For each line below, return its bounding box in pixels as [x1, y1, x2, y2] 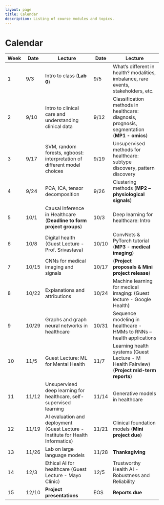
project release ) [113, 270, 151, 277]
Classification [113, 96, 144, 103]
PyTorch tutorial [113, 238, 149, 244]
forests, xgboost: [45, 150, 84, 156]
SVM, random [45, 143, 77, 150]
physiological [113, 191, 145, 198]
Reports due [113, 489, 143, 496]
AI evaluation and [45, 414, 85, 420]
